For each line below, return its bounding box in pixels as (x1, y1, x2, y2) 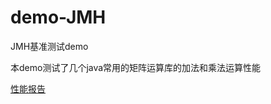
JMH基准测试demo (10, 40, 89, 52)
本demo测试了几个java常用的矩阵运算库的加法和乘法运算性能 (10, 61, 262, 73)
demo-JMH (10, 6, 107, 29)
